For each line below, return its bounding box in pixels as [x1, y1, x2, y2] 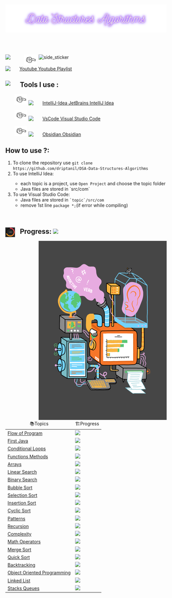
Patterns [7, 515, 26, 521]
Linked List [7, 578, 31, 584]
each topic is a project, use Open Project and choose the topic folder [20, 181, 166, 187]
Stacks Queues [7, 585, 40, 591]
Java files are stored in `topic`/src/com [20, 197, 104, 203]
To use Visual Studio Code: [12, 191, 70, 197]
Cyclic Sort [7, 507, 31, 514]
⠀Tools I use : [15, 80, 59, 89]
